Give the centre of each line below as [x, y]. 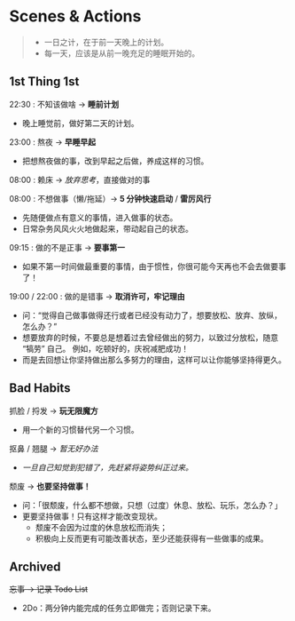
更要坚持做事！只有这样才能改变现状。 [92, 516]
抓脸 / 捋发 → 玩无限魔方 [54, 410]
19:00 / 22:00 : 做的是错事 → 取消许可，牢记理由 [97, 296]
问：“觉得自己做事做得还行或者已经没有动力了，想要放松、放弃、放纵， [151, 315]
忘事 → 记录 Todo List [49, 589]
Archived [35, 566]
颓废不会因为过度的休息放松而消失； [101, 527]
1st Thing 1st [44, 82]
